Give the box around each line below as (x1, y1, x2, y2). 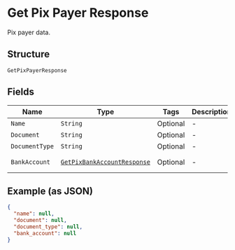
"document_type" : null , (13, 223, 83, 230)
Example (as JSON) (7, 185, 93, 197)
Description (191, 106, 232, 116)
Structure (7, 48, 50, 60)
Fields (7, 86, 35, 98)
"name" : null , (13, 210, 55, 218)
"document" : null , (13, 217, 68, 224)
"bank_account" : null (13, 230, 77, 237)
